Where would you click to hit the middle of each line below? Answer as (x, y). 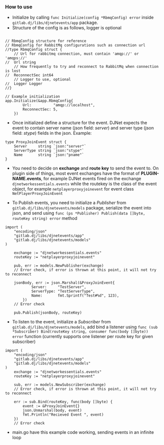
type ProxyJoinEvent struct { (36, 142)
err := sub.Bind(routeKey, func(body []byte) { (63, 402)
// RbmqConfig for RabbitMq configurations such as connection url (75, 45)
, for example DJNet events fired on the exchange (91, 179)
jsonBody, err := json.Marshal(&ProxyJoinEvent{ (64, 283)
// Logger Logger (24, 84)
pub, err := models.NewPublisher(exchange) (59, 266)
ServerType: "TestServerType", (63, 292)
